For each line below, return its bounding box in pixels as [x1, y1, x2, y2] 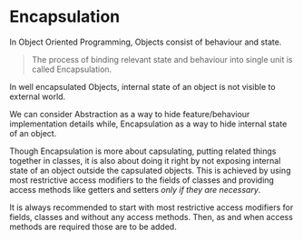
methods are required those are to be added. [9, 221, 177, 232]
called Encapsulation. [31, 64, 112, 75]
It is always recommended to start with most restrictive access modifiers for [9, 202, 294, 213]
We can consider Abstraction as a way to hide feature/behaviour [9, 108, 250, 119]
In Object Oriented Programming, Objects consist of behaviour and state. [9, 36, 282, 47]
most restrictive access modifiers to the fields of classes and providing [9, 175, 275, 186]
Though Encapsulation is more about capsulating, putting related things [9, 146, 277, 156]
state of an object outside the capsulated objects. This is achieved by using [9, 165, 291, 176]
